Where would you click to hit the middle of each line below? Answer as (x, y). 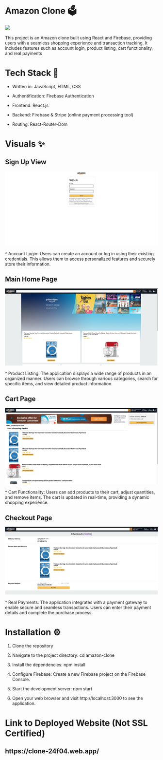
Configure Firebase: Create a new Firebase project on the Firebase (79, 674)
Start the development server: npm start (52, 688)
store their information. (28, 264)
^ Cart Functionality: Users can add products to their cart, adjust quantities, (80, 492)
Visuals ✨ (25, 144)
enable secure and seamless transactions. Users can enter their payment (78, 607)
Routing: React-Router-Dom (40, 124)
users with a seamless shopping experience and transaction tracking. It (76, 43)
